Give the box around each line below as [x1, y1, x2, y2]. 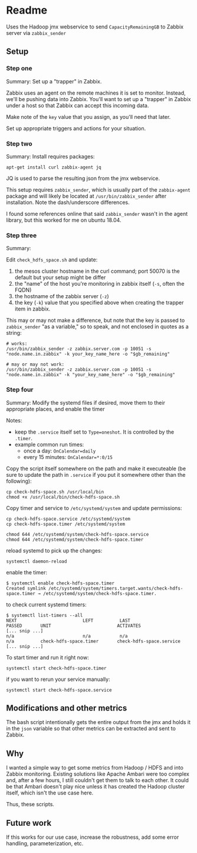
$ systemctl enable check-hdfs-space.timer [6, 580, 115, 586]
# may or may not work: [6, 361, 65, 367]
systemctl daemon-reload [6, 558, 67, 564]
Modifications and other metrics [6, 703, 127, 713]
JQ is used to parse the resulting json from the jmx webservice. [6, 175, 160, 182]
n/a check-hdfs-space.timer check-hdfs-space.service [6, 638, 181, 644]
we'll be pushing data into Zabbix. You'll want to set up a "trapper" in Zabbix [6, 95, 191, 102]
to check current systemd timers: [6, 601, 87, 608]
